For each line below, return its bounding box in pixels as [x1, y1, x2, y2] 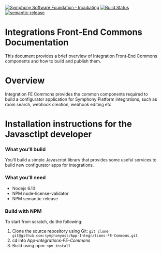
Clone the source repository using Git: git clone [12, 228, 109, 234]
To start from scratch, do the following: [5, 219, 83, 224]
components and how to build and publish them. [5, 58, 102, 64]
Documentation [5, 37, 69, 48]
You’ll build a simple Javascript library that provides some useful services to [5, 157, 157, 163]
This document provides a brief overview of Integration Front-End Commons [5, 53, 158, 59]
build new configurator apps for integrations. [5, 162, 94, 168]
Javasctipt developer [5, 129, 92, 140]
